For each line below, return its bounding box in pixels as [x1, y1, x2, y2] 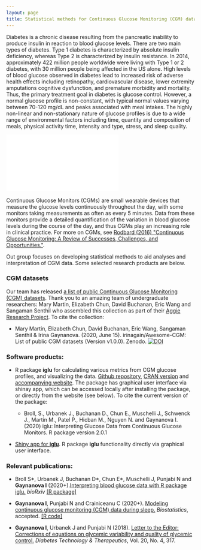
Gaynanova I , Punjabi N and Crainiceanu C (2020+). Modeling [14, 500, 169, 507]
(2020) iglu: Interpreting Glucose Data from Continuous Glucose [23, 423, 182, 430]
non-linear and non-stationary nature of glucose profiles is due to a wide [6, 110, 185, 117]
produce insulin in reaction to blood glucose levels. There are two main [6, 40, 181, 47]
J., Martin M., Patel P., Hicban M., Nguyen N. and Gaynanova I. [23, 416, 178, 423]
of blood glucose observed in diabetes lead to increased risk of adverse [6, 71, 184, 79]
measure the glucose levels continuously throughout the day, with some [6, 203, 184, 210]
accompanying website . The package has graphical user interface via [14, 379, 187, 386]
